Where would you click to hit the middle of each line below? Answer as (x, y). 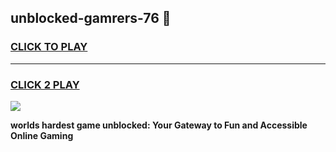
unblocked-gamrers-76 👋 (91, 18)
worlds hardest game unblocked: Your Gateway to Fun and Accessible (159, 125)
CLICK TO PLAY (49, 47)
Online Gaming (42, 135)
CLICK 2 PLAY (45, 84)
